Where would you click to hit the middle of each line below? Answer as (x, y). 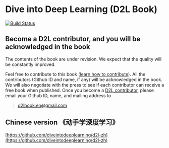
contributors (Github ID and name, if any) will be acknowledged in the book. (84, 80)
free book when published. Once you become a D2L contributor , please (79, 90)
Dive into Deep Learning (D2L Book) (81, 9)
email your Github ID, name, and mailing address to (58, 95)
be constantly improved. (31, 64)
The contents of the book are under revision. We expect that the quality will (83, 59)
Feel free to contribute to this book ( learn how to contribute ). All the (75, 74)
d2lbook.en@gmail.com (42, 105)
